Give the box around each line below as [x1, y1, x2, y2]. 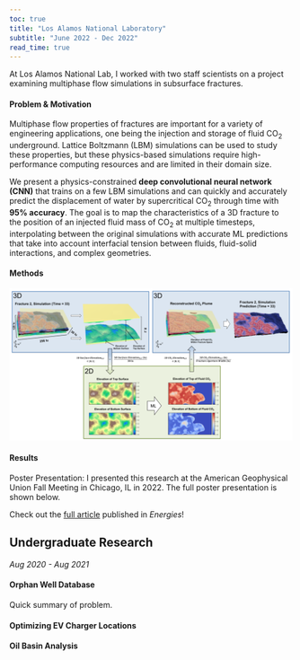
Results [9, 453, 39, 463]
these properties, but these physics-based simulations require [9, 149, 240, 161]
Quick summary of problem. [9, 599, 113, 610]
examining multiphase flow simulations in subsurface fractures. [9, 78, 244, 89]
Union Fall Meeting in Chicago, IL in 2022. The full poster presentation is [9, 481, 278, 493]
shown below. [9, 491, 61, 502]
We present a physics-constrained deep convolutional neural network [9, 176, 272, 188]
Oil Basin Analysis [9, 640, 78, 651]
